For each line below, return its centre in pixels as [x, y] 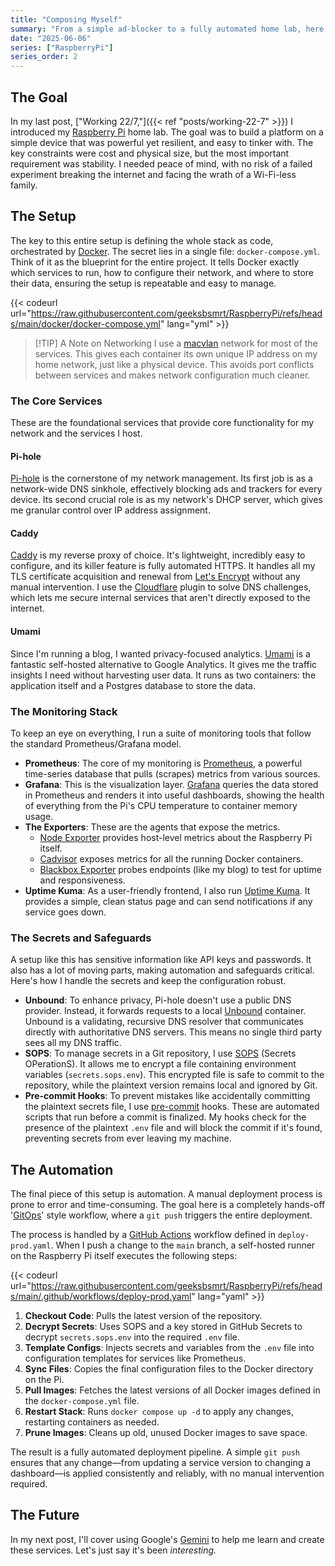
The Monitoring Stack [64, 711]
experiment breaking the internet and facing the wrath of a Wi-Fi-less [153, 174]
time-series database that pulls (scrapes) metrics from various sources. [172, 773]
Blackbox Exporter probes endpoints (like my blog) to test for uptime [180, 869]
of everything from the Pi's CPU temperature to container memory [161, 805]
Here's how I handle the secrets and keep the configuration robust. [148, 981]
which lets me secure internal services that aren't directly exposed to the [160, 598]
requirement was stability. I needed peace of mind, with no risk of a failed [161, 163]
